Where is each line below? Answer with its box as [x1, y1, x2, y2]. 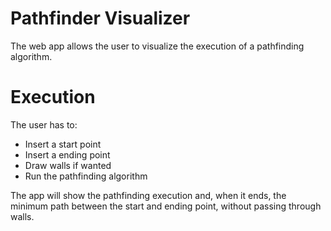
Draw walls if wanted [24, 159, 112, 171]
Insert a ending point [24, 148, 111, 161]
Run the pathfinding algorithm [24, 170, 148, 182]
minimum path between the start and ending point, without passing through [10, 200, 322, 212]
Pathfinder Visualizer [10, 7, 191, 30]
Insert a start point [24, 138, 102, 150]
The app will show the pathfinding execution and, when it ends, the [10, 189, 287, 201]
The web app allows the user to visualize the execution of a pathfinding [10, 40, 305, 52]
